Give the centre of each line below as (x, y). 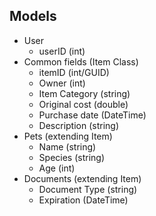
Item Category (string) (84, 93)
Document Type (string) (88, 189)
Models (33, 16)
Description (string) (79, 125)
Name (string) (67, 146)
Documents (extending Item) (82, 178)
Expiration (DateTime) (83, 200)
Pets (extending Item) (68, 136)
